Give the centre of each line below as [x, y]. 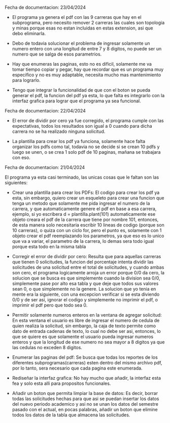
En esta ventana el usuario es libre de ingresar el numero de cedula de [86, 320]
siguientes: [16, 182]
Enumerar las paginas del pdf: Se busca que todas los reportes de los [85, 357]
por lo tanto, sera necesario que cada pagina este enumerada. [77, 368]
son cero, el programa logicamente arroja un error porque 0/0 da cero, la [88, 273]
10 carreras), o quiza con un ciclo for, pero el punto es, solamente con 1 [87, 230]
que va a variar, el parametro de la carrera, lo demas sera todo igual [83, 241]
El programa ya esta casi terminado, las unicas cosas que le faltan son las [82, 177]
